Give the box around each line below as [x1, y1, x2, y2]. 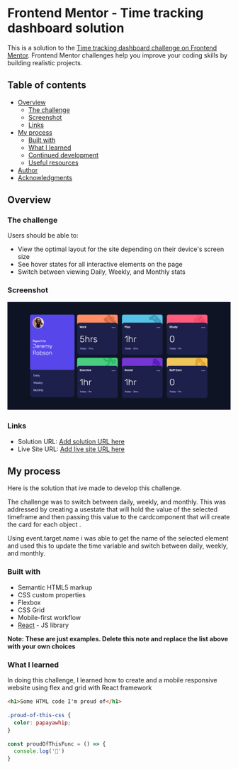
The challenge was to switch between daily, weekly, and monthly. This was [7, 498, 227, 507]
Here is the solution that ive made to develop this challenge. [7, 484, 182, 492]
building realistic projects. [7, 58, 83, 67]
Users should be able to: [7, 231, 79, 240]
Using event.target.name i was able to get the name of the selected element [7, 534, 229, 543]
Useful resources [28, 158, 79, 167]
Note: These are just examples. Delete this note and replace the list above [7, 634, 229, 643]
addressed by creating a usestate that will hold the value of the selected [7, 505, 218, 514]
